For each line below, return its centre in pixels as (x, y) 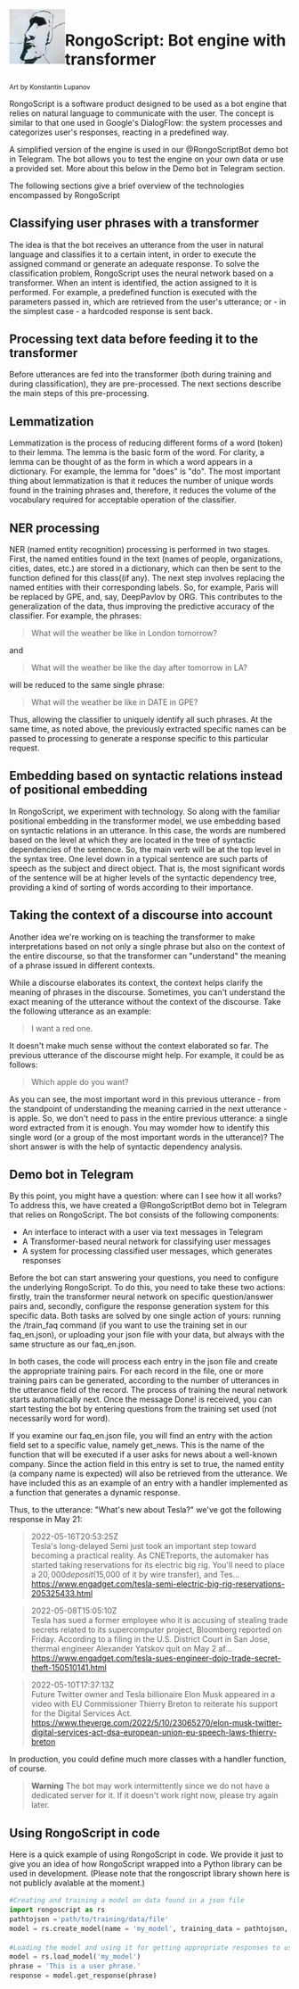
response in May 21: (46, 1520)
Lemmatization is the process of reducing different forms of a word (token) (146, 443)
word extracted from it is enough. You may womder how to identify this (139, 1127)
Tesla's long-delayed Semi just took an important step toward (143, 1546)
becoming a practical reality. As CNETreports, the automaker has (150, 1555)
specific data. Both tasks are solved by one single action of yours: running (145, 1316)
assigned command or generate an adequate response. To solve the (134, 263)
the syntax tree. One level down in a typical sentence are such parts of (139, 858)
